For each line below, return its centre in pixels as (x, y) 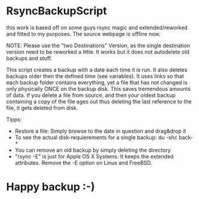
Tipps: (14, 119)
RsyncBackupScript (57, 11)
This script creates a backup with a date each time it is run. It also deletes (97, 69)
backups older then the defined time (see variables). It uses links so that (95, 76)
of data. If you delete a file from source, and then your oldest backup (91, 95)
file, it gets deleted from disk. (42, 108)
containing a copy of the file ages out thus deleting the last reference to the (99, 101)
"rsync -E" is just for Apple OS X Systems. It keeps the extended (94, 156)
